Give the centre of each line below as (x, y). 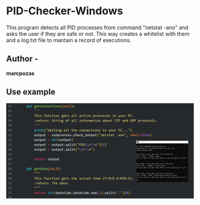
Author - (22, 59)
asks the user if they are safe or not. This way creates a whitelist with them (98, 33)
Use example (31, 92)
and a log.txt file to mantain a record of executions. (69, 40)
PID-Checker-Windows (65, 11)
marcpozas (20, 73)
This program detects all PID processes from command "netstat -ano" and (97, 27)
